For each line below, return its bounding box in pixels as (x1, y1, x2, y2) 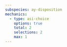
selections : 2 (14, 30, 43, 35)
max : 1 (14, 35, 27, 40)
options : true (14, 21, 43, 26)
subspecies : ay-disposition (5, 7, 63, 12)
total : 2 (14, 25, 32, 30)
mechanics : (5, 12, 27, 17)
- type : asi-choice (9, 16, 49, 21)
